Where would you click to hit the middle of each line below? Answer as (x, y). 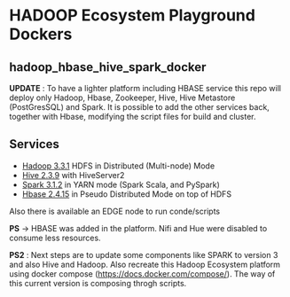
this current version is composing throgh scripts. (98, 283)
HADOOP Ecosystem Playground (132, 16)
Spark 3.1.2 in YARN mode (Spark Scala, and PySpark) (121, 184)
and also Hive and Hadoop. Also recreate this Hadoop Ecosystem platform (145, 264)
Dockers (41, 34)
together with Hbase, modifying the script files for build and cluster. (133, 117)
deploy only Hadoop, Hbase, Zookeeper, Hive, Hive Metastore (122, 98)
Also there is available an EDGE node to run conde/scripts (114, 211)
